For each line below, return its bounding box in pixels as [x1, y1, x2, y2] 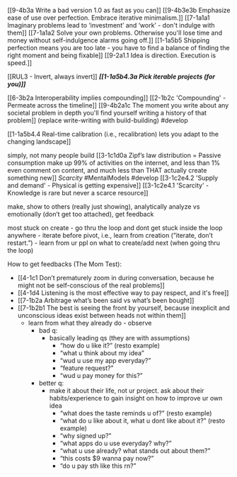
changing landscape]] [7, 137, 71, 146]
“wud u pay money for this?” [59, 372, 143, 379]
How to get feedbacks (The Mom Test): [7, 260, 122, 268]
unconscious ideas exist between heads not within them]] [17, 311, 186, 319]
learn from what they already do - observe [28, 318, 152, 327]
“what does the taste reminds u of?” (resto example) [59, 409, 212, 417]
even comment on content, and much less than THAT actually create [7, 166, 207, 174]
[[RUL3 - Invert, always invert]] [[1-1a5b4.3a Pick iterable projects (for [7, 72, 216, 81]
